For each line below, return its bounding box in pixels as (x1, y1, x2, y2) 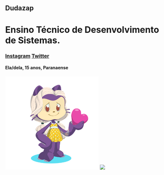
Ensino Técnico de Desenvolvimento (5, 24, 160, 35)
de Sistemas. (5, 34, 61, 46)
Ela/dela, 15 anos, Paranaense (5, 65, 69, 71)
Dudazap (5, 4, 34, 12)
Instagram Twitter (5, 52, 49, 59)
